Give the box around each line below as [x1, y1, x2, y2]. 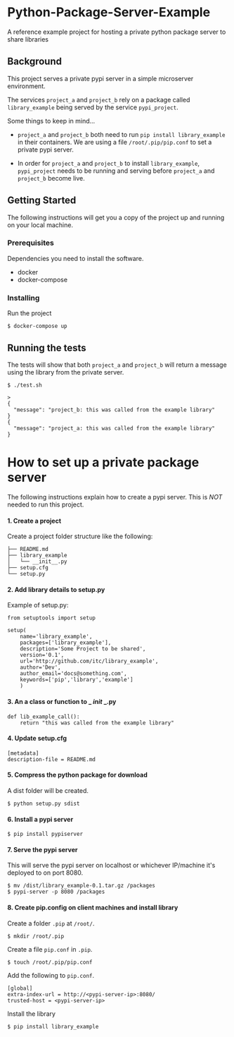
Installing [7, 293, 40, 303]
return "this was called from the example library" [20, 719, 174, 727]
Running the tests [7, 341, 86, 353]
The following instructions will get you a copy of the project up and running [7, 213, 225, 222]
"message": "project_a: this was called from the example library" [13, 425, 216, 432]
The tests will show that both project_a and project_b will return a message [7, 360, 227, 369]
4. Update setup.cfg [7, 734, 67, 743]
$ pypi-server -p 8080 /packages [7, 888, 105, 896]
